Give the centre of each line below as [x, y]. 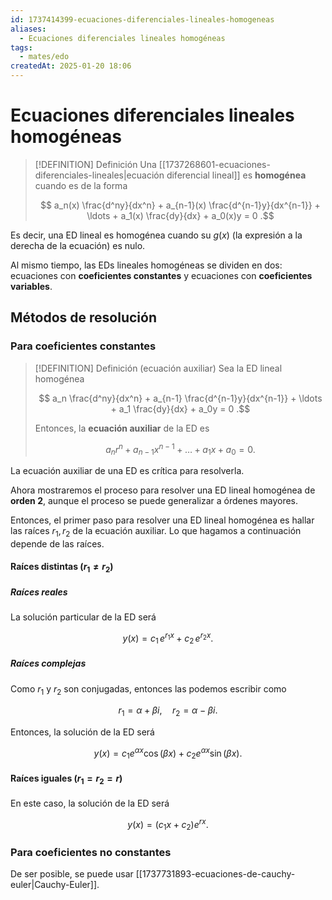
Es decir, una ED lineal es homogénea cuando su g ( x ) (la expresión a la [156, 235]
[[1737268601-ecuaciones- [214, 164]
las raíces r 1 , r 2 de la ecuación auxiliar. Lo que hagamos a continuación [156, 532]
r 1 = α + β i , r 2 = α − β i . [168, 711]
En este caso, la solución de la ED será [90, 803]
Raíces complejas [48, 663]
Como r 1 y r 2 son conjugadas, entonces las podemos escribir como [148, 689]
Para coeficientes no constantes [91, 853]
